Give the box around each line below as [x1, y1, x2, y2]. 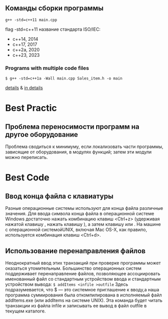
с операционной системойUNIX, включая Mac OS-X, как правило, [5, 226, 147, 233]
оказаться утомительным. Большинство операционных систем [5, 265, 142, 271]
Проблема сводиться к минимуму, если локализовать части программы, [5, 143, 163, 150]
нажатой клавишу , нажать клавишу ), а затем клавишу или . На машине [5, 221, 161, 227]
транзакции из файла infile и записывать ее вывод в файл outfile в [5, 302, 147, 308]
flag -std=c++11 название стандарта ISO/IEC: [5, 26, 101, 32]
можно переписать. [5, 154, 48, 161]
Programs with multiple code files [5, 64, 90, 71]
